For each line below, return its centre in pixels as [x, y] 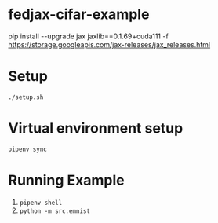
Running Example [66, 180]
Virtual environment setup [96, 128]
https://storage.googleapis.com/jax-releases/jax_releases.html [109, 44]
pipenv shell [41, 203]
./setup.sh [26, 97]
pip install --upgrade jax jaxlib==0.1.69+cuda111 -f [88, 36]
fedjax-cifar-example [79, 15]
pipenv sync [27, 149]
